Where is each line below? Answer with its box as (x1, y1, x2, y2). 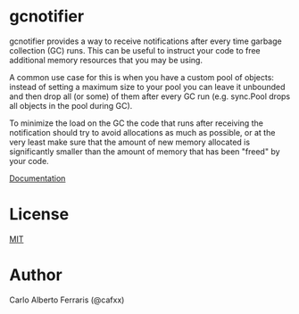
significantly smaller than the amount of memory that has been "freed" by (9, 145, 280, 157)
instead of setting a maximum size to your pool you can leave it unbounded (9, 81, 286, 92)
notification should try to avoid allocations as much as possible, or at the (9, 127, 276, 137)
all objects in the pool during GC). (9, 100, 133, 111)
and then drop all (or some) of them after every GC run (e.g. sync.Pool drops (9, 91, 291, 102)
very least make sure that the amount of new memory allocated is (9, 136, 251, 147)
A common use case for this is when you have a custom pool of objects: (9, 71, 275, 82)
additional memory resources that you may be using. (9, 54, 203, 65)
